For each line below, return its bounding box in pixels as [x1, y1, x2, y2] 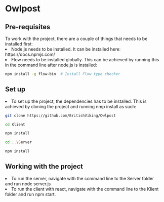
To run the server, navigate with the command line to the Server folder [11, 175, 154, 181]
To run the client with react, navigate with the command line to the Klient [11, 186, 159, 192]
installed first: [5, 41, 33, 47]
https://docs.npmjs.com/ [5, 51, 55, 57]
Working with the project [5, 162, 83, 171]
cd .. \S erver [5, 140, 32, 145]
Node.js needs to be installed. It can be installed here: [11, 46, 121, 52]
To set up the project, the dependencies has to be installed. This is [11, 98, 147, 104]
